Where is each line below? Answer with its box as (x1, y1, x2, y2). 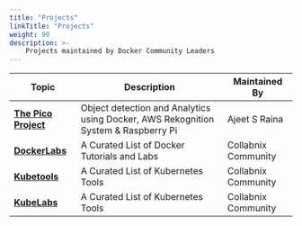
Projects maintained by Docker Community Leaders (25, 47, 216, 56)
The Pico (13, 107, 53, 120)
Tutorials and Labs (80, 150, 159, 163)
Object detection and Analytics (80, 102, 211, 114)
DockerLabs (13, 145, 67, 158)
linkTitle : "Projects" (9, 22, 94, 31)
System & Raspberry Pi (80, 124, 178, 137)
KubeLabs (13, 196, 58, 209)
